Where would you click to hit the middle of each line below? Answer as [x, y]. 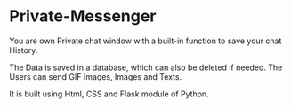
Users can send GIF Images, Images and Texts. [96, 76]
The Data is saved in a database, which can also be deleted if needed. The [146, 67]
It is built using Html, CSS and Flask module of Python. [109, 94]
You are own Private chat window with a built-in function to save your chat [145, 41]
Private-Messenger [83, 16]
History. [24, 50]
